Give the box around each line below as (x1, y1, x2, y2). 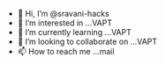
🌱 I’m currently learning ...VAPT (17, 27, 132, 37)
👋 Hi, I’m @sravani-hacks (17, 9, 109, 18)
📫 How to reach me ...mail (17, 47, 115, 56)
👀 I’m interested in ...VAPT (17, 18, 113, 28)
